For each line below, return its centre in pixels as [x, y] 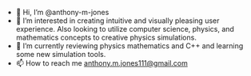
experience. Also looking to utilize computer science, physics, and [125, 29]
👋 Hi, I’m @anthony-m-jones [62, 12]
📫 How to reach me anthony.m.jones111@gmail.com [102, 63]
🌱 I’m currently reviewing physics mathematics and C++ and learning [129, 46]
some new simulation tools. [61, 54]
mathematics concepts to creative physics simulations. [106, 37]
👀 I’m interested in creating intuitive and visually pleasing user [118, 21]
